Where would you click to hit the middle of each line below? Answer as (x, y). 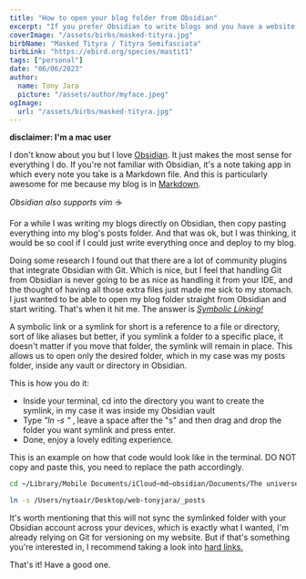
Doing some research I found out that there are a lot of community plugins (148, 260)
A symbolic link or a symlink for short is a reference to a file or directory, (145, 327)
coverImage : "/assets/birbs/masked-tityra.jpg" (102, 35)
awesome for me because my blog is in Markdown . (105, 184)
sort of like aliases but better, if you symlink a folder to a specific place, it (147, 337)
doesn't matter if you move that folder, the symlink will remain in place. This (151, 346)
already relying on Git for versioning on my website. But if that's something (149, 537)
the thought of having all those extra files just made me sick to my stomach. (151, 289)
